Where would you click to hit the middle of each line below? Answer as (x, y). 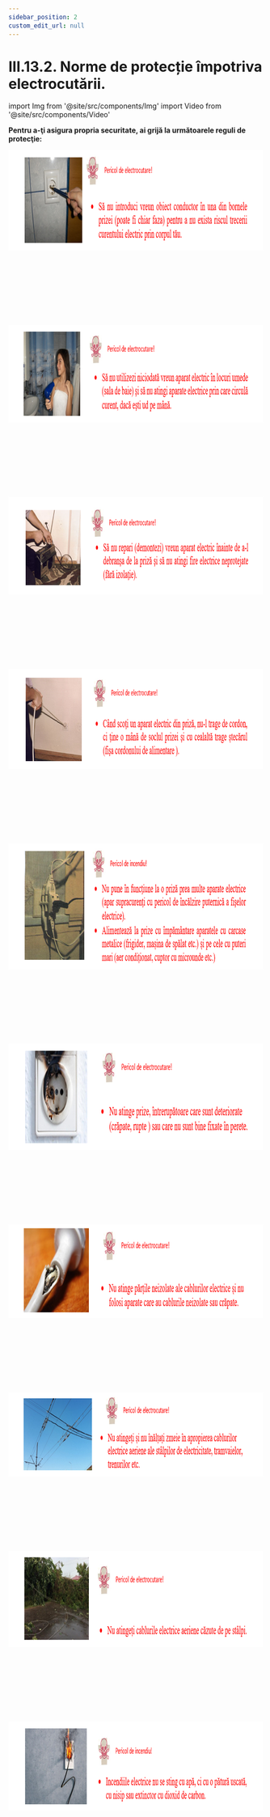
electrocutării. (57, 84)
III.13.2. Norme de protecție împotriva (135, 67)
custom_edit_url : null (46, 25)
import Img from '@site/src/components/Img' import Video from (115, 106)
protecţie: (25, 139)
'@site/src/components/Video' (59, 115)
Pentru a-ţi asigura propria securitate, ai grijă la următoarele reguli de (127, 130)
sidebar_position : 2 (43, 17)
